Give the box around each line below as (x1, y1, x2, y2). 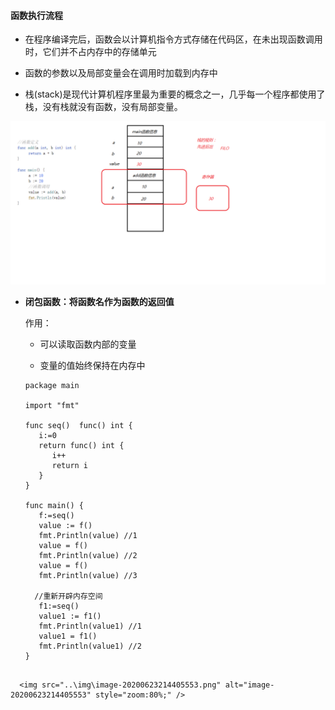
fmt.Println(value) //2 (38, 551, 138, 561)
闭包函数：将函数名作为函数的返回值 (24, 296, 175, 308)
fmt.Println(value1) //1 (38, 621, 142, 632)
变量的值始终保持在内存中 (39, 360, 146, 372)
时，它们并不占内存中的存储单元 (24, 46, 157, 58)
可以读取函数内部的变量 (39, 338, 137, 350)
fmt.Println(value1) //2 (38, 641, 142, 652)
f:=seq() (38, 511, 75, 521)
